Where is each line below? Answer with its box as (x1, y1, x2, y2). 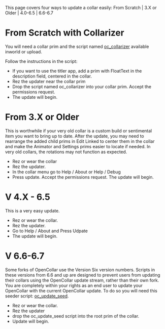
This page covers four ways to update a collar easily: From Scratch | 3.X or (5, 5, 157, 10)
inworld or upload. (5, 48, 42, 54)
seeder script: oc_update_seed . (5, 293, 69, 299)
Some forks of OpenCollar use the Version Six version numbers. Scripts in (5, 267, 155, 273)
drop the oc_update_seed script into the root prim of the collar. (12, 313, 139, 319)
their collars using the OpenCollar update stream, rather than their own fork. (5, 277, 159, 283)
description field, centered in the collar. (12, 73, 92, 79)
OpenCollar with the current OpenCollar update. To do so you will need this (5, 288, 158, 293)
